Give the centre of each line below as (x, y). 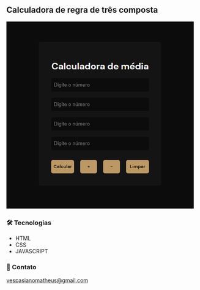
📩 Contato (21, 267)
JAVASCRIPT (31, 251)
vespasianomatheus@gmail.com (47, 280)
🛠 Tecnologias (29, 223)
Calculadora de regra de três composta (82, 10)
